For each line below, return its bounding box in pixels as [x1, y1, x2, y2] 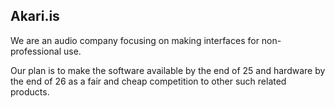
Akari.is [10, 8, 60, 25]
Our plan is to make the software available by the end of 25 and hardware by [10, 64, 326, 76]
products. [10, 85, 50, 98]
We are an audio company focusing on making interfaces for [10, 34, 260, 46]
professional [10, 45, 62, 57]
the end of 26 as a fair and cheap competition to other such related [10, 75, 287, 87]
